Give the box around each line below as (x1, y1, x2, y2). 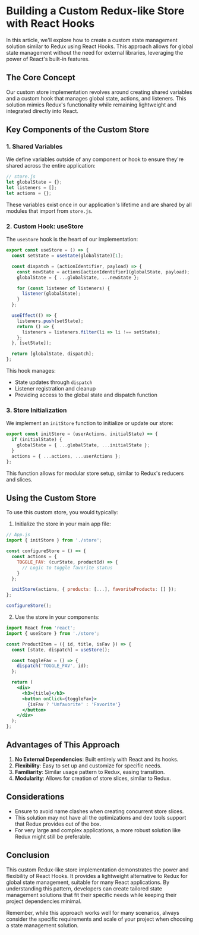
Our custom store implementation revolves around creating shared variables (6, 88, 192, 96)
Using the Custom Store (6, 493, 96, 503)
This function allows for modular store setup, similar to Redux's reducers (6, 470, 184, 477)
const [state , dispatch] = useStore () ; (11, 647, 110, 653)
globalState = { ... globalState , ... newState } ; (17, 275, 140, 281)
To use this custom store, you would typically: (6, 509, 119, 516)
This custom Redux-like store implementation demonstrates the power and (6, 866, 189, 873)
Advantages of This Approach (6, 740, 120, 750)
